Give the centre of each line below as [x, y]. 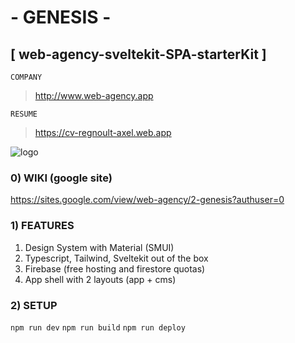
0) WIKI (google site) [61, 178]
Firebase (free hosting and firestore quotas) [115, 268]
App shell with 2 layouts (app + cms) [100, 279]
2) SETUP [34, 305]
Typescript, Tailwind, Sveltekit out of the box [116, 258]
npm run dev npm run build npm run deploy [98, 327]
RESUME [24, 114]
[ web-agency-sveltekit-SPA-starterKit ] [138, 54]
